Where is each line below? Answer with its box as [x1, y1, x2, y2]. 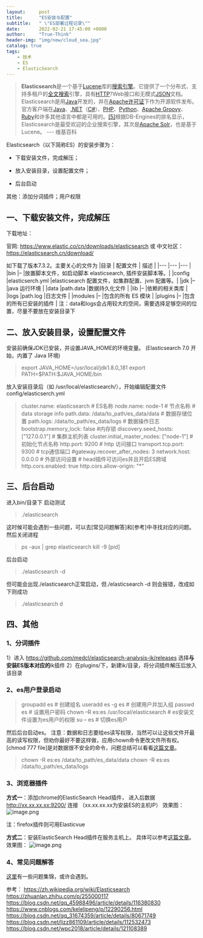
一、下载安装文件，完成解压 [6, 212, 110, 222]
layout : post [6, 9, 50, 15]
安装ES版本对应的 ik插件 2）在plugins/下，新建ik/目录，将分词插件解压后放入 [6, 662, 197, 669]
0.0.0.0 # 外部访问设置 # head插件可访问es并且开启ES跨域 [21, 456, 167, 462]
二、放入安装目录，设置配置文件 [6, 327, 126, 337]
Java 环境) [34, 352, 61, 359]
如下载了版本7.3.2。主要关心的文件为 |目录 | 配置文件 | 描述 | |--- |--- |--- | [6, 262, 191, 269]
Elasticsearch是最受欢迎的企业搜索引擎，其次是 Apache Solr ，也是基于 [21, 121, 197, 128]
